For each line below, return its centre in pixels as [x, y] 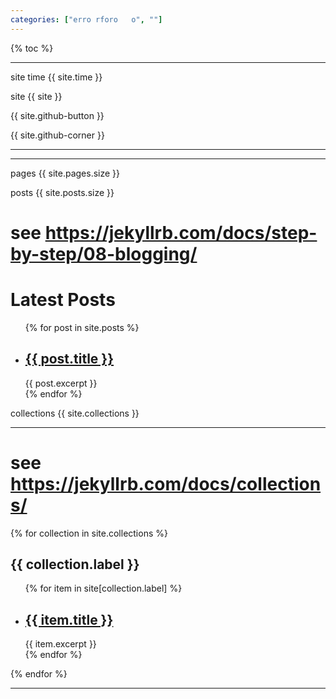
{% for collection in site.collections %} [89, 533]
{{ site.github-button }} [57, 115]
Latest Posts [63, 300]
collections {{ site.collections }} [75, 413]
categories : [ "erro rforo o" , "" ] [86, 19]
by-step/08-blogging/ [104, 253]
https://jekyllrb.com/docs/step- [181, 232]
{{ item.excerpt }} [60, 644]
